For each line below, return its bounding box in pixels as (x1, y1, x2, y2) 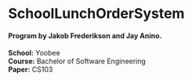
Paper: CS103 (8, 65, 53, 74)
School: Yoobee (8, 48, 60, 58)
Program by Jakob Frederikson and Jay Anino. (8, 30, 162, 40)
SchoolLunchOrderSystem (8, 5, 185, 23)
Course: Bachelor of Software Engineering (8, 56, 147, 66)
